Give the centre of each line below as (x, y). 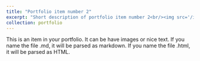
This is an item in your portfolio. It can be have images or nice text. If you (95, 40)
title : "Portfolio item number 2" (49, 12)
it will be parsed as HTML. (38, 52)
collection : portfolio (34, 23)
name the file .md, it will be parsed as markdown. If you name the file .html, (98, 46)
